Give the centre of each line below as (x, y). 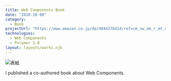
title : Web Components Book (35, 10)
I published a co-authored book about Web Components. (65, 73)
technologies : (20, 33)
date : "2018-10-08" (26, 15)
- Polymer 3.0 (25, 43)
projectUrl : (18, 29)
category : (16, 19)
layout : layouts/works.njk (34, 48)
